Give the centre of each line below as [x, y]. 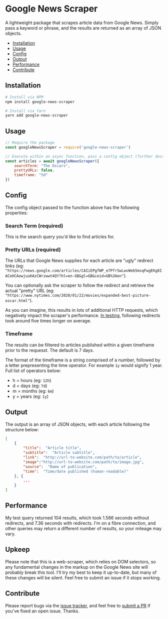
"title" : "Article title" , [52, 448]
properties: [16, 213]
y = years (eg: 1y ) [30, 396]
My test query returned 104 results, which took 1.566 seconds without [77, 518]
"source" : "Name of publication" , [60, 467]
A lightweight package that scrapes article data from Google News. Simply [82, 23]
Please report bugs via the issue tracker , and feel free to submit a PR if [78, 605]
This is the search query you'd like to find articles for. [60, 237]
